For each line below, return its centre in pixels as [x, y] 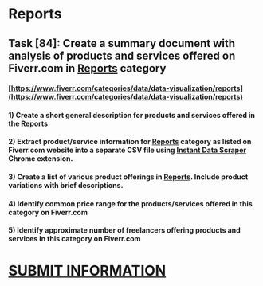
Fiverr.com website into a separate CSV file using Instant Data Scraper [128, 150]
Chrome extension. [41, 159]
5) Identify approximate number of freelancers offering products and [124, 230]
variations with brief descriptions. [66, 185]
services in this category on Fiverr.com [75, 239]
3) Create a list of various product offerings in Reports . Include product [128, 177]
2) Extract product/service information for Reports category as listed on [130, 142]
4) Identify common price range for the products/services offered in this [130, 203]
